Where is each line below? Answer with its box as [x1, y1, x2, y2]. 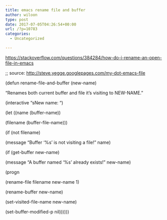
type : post [5, 17, 29, 22]
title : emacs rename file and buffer [5, 7, 86, 13]
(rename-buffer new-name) [5, 189, 63, 195]
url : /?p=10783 [5, 27, 38, 32]
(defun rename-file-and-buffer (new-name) [5, 80, 97, 86]
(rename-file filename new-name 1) [5, 179, 80, 185]
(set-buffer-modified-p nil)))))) [5, 208, 69, 215]
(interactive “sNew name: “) [5, 99, 64, 105]
